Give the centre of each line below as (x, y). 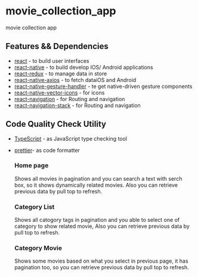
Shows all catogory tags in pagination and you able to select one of (97, 220)
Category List (34, 206)
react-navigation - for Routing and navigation (69, 99)
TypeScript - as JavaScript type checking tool (71, 138)
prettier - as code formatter (47, 150)
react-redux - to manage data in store (61, 74)
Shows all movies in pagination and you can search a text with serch (98, 178)
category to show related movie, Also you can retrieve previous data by (102, 226)
